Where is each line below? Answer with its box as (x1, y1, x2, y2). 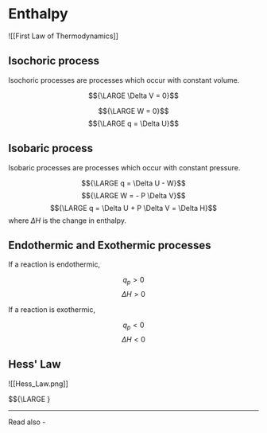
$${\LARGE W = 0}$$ (98, 106, 169, 115)
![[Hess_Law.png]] (8, 379, 69, 388)
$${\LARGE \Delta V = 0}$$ (88, 91, 179, 100)
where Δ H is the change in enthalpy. (8, 216, 127, 225)
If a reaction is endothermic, (8, 259, 101, 269)
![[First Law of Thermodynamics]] (8, 31, 119, 41)
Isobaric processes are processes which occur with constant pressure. (8, 162, 241, 172)
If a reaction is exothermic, (8, 305, 95, 314)
